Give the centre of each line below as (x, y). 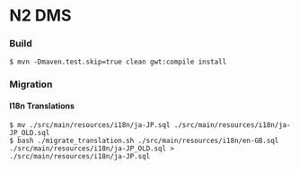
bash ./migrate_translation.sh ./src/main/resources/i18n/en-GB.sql (148, 140)
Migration (31, 84)
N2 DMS (40, 16)
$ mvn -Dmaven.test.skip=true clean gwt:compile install (118, 62)
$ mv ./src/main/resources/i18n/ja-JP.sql (90, 125)
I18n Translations (42, 106)
